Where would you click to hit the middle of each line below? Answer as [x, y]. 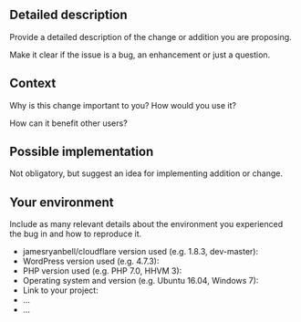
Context [33, 83]
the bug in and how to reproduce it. [76, 234]
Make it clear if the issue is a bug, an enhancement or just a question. [140, 55]
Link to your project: [60, 290]
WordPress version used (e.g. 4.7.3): [91, 261]
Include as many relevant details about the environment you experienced [146, 224]
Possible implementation [82, 152]
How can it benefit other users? [68, 123]
